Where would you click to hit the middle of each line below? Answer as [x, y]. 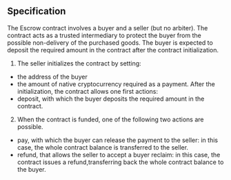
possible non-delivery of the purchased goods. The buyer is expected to [110, 42]
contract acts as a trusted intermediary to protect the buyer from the [104, 35]
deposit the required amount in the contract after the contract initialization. [113, 50]
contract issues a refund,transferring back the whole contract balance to [120, 162]
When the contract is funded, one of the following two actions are [110, 119]
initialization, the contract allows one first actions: [88, 91]
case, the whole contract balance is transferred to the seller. [102, 147]
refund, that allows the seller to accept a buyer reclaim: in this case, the [119, 154]
